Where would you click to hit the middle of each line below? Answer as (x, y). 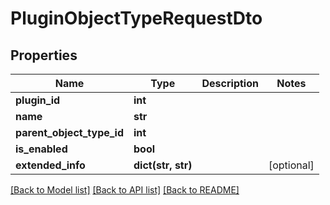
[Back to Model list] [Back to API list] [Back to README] (125, 190)
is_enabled (41, 149)
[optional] (291, 165)
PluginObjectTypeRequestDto (136, 18)
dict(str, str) (163, 165)
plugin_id (38, 100)
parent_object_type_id (70, 132)
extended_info (50, 165)
